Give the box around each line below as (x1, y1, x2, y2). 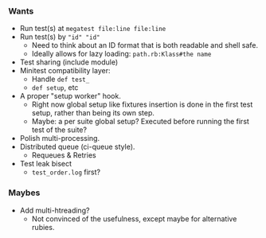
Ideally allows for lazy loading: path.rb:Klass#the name (31, 49, 212, 59)
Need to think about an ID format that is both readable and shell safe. (31, 41, 259, 50)
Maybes (8, 187, 41, 198)
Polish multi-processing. (19, 134, 100, 143)
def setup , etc (31, 83, 79, 92)
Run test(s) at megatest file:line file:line (19, 24, 166, 33)
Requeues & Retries (31, 150, 97, 160)
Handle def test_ (31, 74, 90, 84)
